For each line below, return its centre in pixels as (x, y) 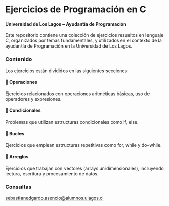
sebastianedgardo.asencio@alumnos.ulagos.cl (55, 198)
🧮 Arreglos (17, 156)
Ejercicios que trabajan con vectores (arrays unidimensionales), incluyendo (84, 168)
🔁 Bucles (15, 133)
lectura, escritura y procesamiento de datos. (52, 174)
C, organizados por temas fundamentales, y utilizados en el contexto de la (84, 41)
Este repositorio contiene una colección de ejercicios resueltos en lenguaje (84, 35)
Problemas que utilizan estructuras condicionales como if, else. (72, 122)
